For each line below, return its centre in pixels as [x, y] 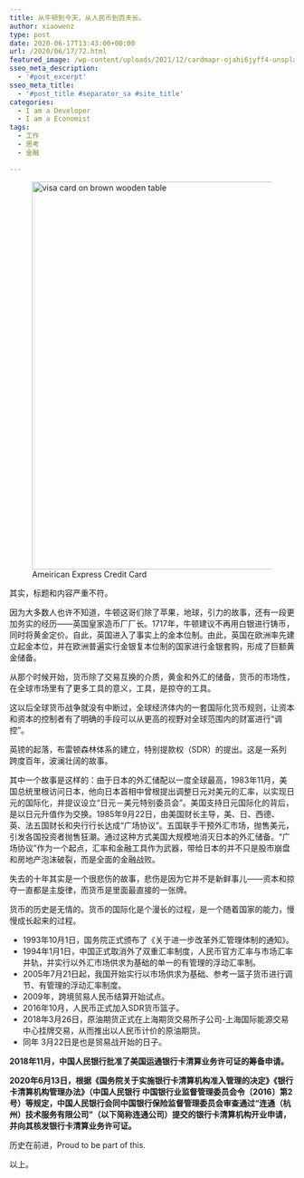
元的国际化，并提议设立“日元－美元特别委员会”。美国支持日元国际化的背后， [152, 803]
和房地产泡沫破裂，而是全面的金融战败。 [85, 859]
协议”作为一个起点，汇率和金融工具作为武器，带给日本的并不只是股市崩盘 [154, 848]
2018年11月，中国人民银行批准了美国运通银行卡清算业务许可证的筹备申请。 [149, 1061]
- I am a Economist [54, 119]
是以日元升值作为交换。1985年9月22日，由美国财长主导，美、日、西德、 [145, 813]
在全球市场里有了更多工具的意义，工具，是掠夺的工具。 [112, 688]
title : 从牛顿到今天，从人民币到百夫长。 [78, 18]
